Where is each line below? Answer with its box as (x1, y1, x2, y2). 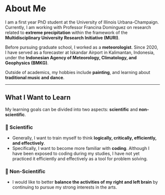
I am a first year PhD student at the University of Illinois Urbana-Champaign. (5, 19, 159, 25)
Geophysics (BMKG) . (5, 60, 49, 66)
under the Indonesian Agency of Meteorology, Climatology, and (5, 54, 137, 60)
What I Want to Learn (5, 94, 71, 102)
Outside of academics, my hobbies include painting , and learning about (5, 69, 151, 75)
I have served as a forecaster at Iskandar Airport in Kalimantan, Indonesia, (5, 49, 155, 55)
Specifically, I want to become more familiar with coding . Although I (12, 146, 150, 151)
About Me (5, 3, 46, 14)
